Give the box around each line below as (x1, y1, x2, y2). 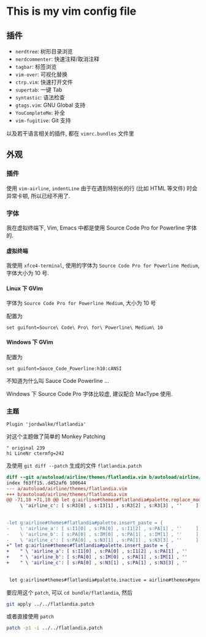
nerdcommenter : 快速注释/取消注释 (15, 55, 99, 63)
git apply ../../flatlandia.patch (6, 601, 95, 607)
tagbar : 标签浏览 (15, 63, 57, 70)
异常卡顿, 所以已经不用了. (6, 192, 71, 199)
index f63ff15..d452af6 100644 (6, 480, 86, 486)
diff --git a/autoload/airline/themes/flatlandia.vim (6, 474, 147, 480)
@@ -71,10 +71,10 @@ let (6, 497, 70, 503)
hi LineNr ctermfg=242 (6, 450, 64, 457)
